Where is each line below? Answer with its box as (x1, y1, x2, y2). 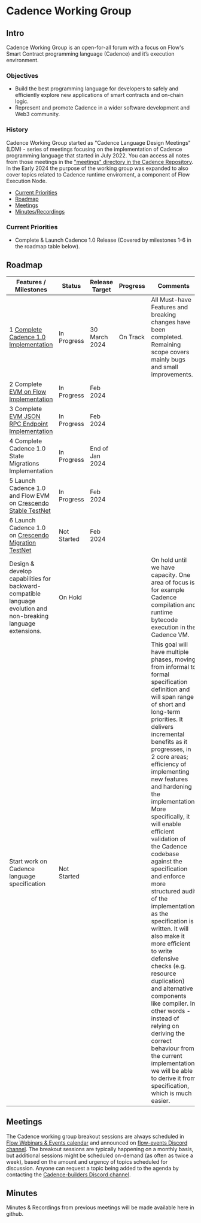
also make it (151, 932, 185, 940)
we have (151, 563, 175, 571)
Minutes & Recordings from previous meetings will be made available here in (6, 1204, 194, 1211)
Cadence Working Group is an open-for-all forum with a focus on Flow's (6, 44, 184, 51)
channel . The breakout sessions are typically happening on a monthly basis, (6, 1145, 194, 1152)
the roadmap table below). (14, 242, 80, 250)
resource (151, 969, 176, 978)
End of (89, 444, 109, 452)
